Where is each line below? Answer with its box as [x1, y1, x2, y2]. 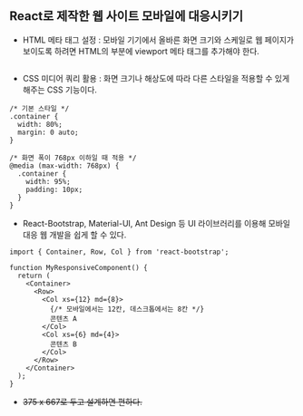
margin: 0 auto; [17, 128, 79, 137]
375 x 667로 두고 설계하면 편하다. [22, 396, 142, 407]
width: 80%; [17, 120, 64, 129]
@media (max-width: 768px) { [9, 161, 120, 170]
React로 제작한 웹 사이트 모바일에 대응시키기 [9, 8, 243, 24]
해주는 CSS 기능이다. [22, 84, 98, 95]
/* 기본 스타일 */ [9, 103, 70, 113]
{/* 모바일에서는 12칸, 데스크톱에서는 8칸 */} [49, 305, 205, 314]
